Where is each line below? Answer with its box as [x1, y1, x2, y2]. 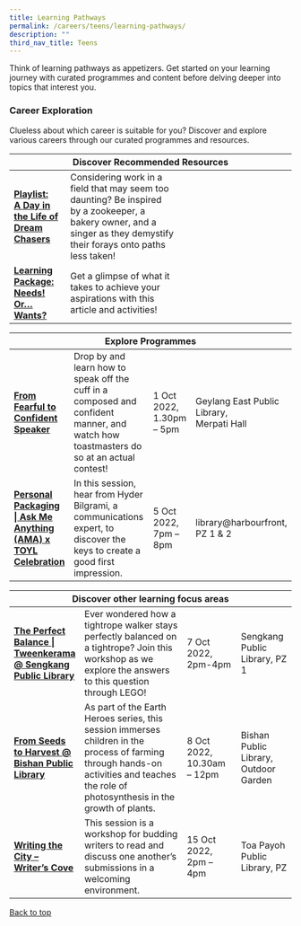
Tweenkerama [13, 647, 76, 659]
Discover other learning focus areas [72, 592, 229, 604]
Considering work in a [70, 171, 163, 183]
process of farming [84, 745, 165, 758]
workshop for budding [84, 827, 178, 840]
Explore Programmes [104, 334, 197, 347]
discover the [73, 533, 126, 545]
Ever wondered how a [84, 607, 176, 620]
